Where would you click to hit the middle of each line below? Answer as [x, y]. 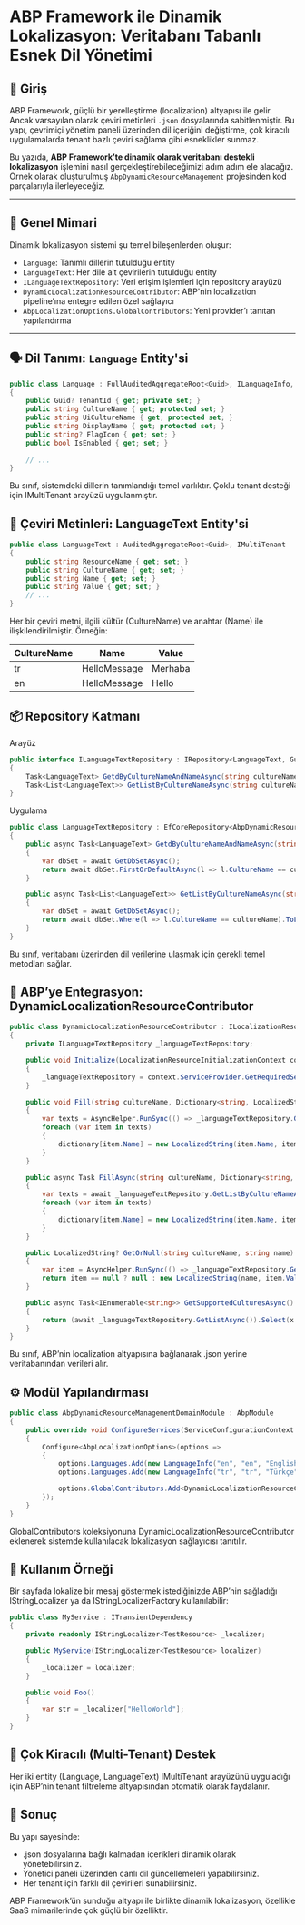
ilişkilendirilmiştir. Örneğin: [59, 631]
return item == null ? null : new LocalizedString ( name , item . [164, 1278]
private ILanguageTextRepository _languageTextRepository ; [140, 1044]
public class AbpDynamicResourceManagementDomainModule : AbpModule [142, 1413]
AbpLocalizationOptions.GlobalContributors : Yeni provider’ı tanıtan [149, 310]
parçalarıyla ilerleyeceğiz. [58, 186]
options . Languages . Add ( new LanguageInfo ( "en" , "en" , [159, 1464]
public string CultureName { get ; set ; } [105, 570]
